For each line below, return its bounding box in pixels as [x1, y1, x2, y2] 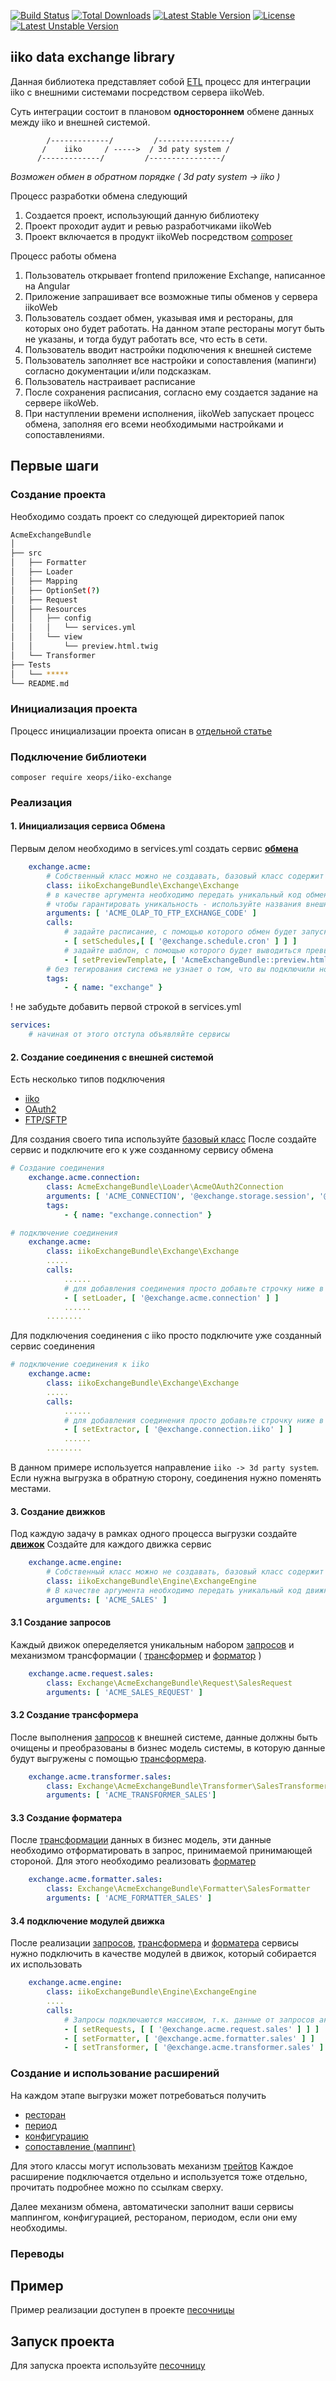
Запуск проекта [10, 2333, 115, 2350]
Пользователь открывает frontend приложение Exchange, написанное [24, 269, 326, 281]
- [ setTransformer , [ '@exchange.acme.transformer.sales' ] [63, 2043, 325, 2053]
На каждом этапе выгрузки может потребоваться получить [10, 2089, 267, 2101]
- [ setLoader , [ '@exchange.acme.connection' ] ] [63, 1293, 280, 1303]
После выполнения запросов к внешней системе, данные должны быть [10, 1731, 318, 1743]
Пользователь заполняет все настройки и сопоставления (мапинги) [24, 354, 317, 366]
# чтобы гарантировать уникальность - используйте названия [46, 899, 302, 909]
